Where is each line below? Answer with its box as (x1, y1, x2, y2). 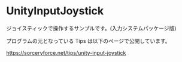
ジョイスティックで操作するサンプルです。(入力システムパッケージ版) (6, 24, 177, 32)
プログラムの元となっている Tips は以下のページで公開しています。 (6, 37, 171, 44)
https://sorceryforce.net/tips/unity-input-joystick (6, 49, 126, 56)
